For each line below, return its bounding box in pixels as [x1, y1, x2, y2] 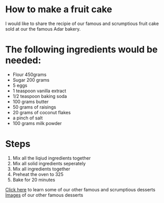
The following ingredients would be [5, 44, 158, 56]
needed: [5, 55, 42, 66]
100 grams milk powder [12, 120, 62, 126]
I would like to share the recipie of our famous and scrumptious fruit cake [5, 20, 159, 27]
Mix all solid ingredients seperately [12, 160, 86, 166]
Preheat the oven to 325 [12, 171, 64, 177]
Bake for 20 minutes [12, 176, 56, 183]
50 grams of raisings [12, 104, 57, 110]
